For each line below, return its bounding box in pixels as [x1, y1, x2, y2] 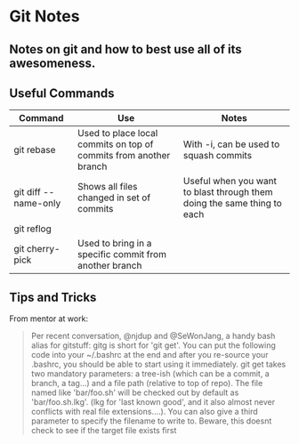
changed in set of [77, 191, 151, 204]
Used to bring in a [77, 238, 152, 250]
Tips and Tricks [9, 289, 97, 304]
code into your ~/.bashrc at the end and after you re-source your [30, 350, 269, 360]
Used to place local [77, 127, 158, 140]
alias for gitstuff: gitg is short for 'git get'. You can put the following [30, 340, 276, 351]
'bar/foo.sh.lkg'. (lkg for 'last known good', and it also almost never [30, 397, 276, 408]
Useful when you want [182, 175, 278, 188]
